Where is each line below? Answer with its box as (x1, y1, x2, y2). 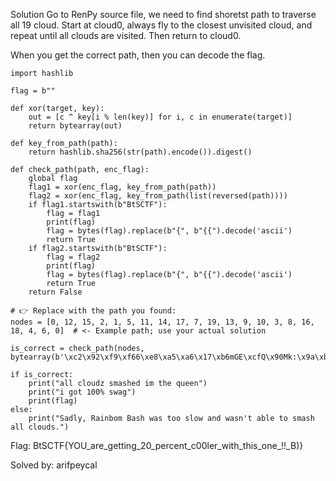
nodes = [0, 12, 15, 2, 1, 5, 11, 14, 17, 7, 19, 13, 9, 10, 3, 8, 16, (10, 317, 315, 327)
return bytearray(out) (28, 121, 123, 131)
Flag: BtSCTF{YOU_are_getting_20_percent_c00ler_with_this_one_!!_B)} (10, 440, 304, 451)
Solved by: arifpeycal (10, 459, 98, 471)
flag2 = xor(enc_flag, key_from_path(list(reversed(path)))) (28, 191, 288, 201)
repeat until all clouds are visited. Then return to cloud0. (10, 30, 242, 41)
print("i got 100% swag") (28, 387, 137, 397)
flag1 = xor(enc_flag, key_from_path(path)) (28, 182, 217, 192)
